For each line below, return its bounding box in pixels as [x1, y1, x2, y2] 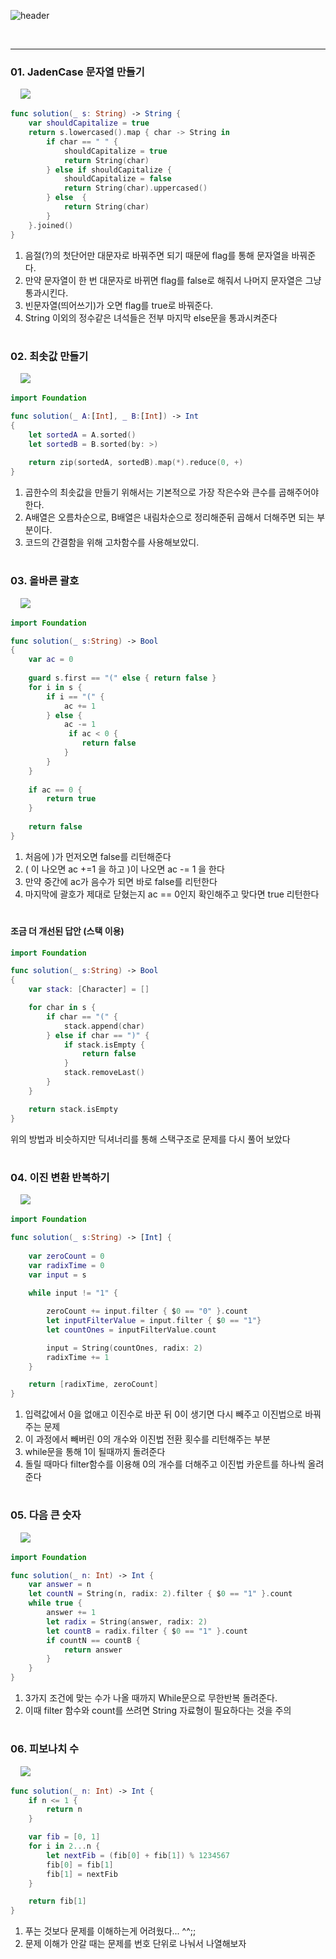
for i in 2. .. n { [28, 1841, 101, 1852]
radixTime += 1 [46, 1352, 110, 1362]
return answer [63, 1645, 123, 1655]
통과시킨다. [24, 286, 69, 299]
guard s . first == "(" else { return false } [28, 673, 217, 684]
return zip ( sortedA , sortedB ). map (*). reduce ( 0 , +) [28, 458, 244, 468]
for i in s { [28, 682, 83, 692]
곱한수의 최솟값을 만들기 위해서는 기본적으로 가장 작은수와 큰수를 [24, 486, 277, 499]
